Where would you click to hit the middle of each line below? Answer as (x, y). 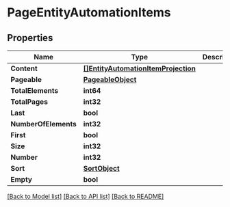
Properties (30, 38)
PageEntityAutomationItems (89, 13)
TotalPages (29, 102)
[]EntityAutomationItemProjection (140, 68)
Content (24, 68)
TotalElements (35, 91)
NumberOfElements (43, 124)
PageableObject (110, 80)
